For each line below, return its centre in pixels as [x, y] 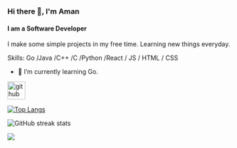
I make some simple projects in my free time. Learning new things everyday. [119, 44]
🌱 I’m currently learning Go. [58, 72]
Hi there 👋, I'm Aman [43, 11]
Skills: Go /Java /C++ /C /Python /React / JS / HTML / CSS [93, 58]
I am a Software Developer [47, 28]
